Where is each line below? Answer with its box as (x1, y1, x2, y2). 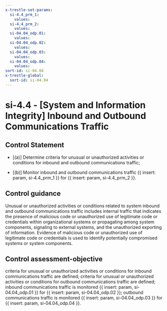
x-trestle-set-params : (5, 7, 53, 13)
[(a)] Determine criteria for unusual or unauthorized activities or (12, 154, 144, 160)
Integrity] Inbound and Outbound (5, 110, 146, 121)
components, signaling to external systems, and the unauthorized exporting (5, 224, 162, 230)
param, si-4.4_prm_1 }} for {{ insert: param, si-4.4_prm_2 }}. (12, 174, 137, 180)
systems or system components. (5, 240, 73, 246)
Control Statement (5, 141, 64, 149)
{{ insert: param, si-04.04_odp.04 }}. (5, 300, 81, 306)
